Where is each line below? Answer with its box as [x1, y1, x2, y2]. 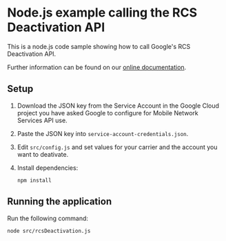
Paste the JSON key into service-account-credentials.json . [17, 129, 189, 137]
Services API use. [17, 116, 68, 124]
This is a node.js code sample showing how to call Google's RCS [7, 42, 191, 50]
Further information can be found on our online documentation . [7, 63, 187, 71]
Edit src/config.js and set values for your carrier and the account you [17, 143, 218, 151]
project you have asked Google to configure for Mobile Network [17, 108, 198, 117]
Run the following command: [7, 214, 88, 222]
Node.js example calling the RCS [7, 5, 198, 21]
